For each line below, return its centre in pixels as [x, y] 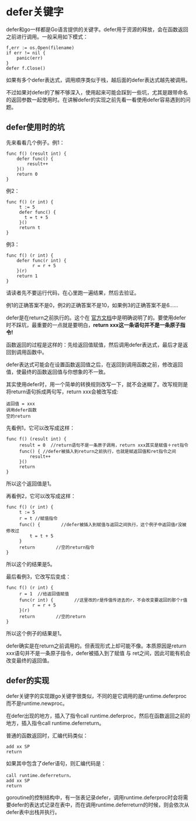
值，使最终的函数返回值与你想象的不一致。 [57, 372]
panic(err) [30, 58]
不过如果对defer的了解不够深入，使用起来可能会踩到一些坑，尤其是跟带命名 [97, 92]
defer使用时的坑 [35, 127]
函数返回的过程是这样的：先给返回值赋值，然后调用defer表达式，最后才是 [94, 345]
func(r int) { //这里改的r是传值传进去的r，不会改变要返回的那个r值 [103, 600]
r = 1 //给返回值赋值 [44, 594]
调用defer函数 [21, 410]
